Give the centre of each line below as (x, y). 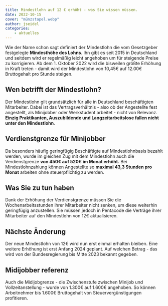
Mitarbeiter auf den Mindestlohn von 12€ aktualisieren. (61, 216)
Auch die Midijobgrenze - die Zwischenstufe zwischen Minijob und (74, 282)
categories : (18, 29)
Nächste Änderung (36, 232)
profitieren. (17, 298)
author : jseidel (22, 24)
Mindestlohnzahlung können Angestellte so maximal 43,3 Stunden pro (78, 167)
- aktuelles (27, 33)
